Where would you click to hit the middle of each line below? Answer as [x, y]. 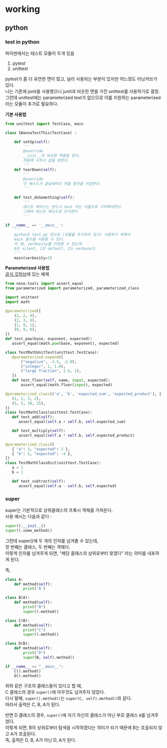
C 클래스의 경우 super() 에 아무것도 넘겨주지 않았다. [55, 692]
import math [17, 302]
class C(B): [17, 621]
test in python [22, 42]
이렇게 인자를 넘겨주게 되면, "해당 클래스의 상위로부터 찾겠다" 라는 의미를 [76, 553]
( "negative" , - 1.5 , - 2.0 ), [49, 362]
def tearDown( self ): [35, 170]
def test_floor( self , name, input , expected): [61, 380]
